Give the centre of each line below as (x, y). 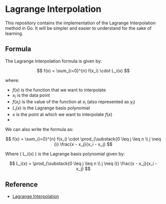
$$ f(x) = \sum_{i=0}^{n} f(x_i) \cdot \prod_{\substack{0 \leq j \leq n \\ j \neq (83, 139)
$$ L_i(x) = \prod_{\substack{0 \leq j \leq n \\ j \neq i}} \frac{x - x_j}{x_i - (83, 164)
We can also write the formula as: (39, 130)
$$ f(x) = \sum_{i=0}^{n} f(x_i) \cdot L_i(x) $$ (83, 70)
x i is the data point (31, 96)
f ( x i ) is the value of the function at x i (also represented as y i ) (74, 102)
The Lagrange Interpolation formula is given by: (54, 61)
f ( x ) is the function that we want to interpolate (59, 90)
